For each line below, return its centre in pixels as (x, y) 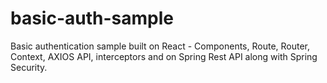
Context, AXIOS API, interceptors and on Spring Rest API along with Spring (164, 56)
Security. (29, 67)
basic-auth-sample (92, 18)
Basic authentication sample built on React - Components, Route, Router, (160, 46)
